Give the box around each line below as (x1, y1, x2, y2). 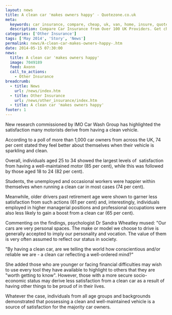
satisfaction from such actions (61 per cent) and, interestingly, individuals (5, 199, 160, 205)
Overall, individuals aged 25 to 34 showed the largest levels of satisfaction (5, 157, 164, 164)
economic (5, 278, 27, 284)
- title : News (10, 83, 40, 88)
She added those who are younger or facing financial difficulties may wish (5, 261, 162, 267)
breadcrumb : (5, 79, 31, 84)
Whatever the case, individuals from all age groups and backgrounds (5, 293, 151, 299)
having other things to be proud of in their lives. (5, 283, 105, 289)
